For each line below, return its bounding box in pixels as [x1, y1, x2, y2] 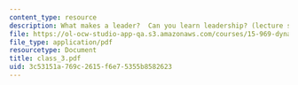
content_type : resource [9, 12, 98, 22]
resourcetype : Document [9, 46, 98, 55]
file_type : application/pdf [9, 37, 114, 47]
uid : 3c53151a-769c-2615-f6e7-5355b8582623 [9, 63, 173, 72]
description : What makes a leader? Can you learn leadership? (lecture [9, 21, 284, 30]
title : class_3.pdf [9, 54, 82, 63]
